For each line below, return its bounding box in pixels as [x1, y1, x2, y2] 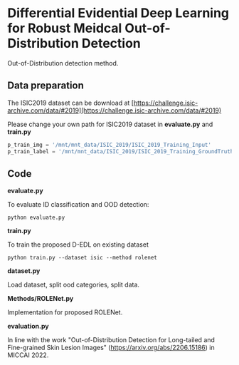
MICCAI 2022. [7, 351, 49, 359]
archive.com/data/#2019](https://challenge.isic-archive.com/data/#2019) [7, 106, 222, 115]
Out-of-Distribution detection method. [7, 58, 119, 67]
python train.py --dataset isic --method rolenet [7, 255, 158, 262]
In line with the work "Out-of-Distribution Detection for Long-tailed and [7, 336, 216, 344]
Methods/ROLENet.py [7, 294, 74, 303]
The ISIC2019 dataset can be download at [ [7, 98, 134, 107]
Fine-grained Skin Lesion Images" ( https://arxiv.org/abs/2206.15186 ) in [7, 344, 215, 352]
